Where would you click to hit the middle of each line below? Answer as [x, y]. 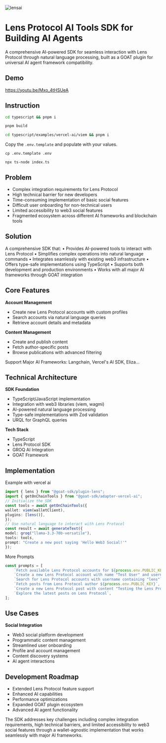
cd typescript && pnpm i [31, 117]
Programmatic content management [49, 640]
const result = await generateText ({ [44, 529]
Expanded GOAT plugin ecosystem [48, 705]
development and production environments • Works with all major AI [75, 269]
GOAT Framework [30, 455]
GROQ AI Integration [33, 450]
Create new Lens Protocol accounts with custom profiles [70, 312]
